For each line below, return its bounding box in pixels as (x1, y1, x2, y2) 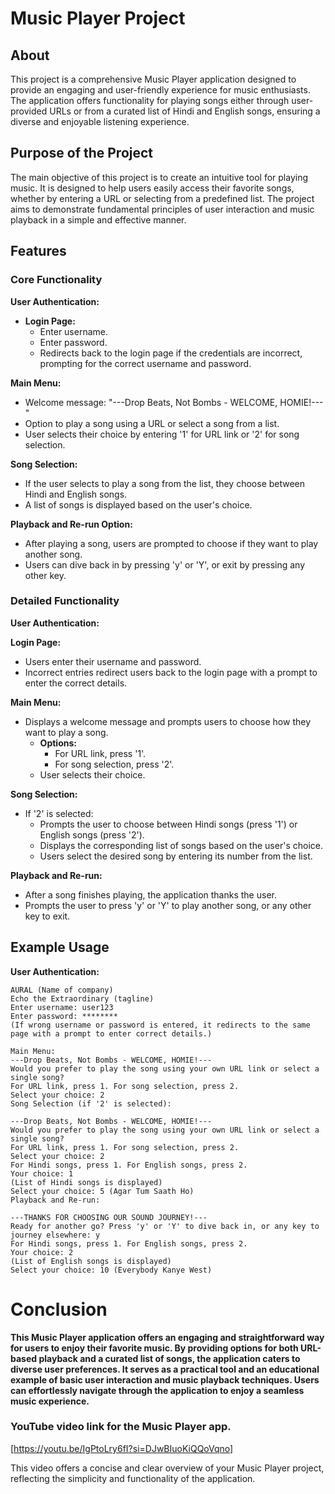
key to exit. (24, 910, 71, 922)
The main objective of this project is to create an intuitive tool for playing (10, 171, 309, 183)
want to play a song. (24, 726, 109, 738)
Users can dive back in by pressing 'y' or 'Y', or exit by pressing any (24, 558, 306, 571)
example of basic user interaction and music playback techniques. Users (10, 1373, 320, 1386)
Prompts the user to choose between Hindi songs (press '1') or (39, 818, 298, 830)
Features (10, 243, 67, 260)
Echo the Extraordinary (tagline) (10, 993, 155, 1004)
